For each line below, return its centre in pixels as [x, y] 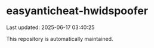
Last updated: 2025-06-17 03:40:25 [50, 27]
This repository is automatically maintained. [60, 39]
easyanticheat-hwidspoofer [77, 11]
